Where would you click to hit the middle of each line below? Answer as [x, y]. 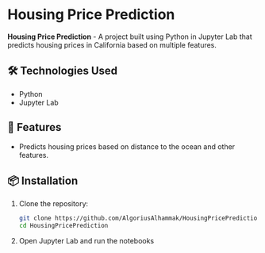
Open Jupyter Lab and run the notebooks [86, 241]
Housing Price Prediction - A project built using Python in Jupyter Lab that [130, 36]
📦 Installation [43, 180]
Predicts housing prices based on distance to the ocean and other [127, 146]
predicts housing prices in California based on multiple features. [112, 44]
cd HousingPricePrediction [63, 226]
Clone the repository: [54, 204]
